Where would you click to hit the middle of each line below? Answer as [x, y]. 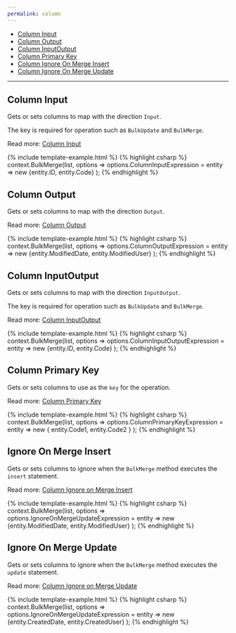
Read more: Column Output [47, 225]
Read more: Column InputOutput [54, 320]
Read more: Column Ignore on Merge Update [72, 586]
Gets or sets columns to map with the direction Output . [86, 211]
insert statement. [33, 476]
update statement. [33, 572]
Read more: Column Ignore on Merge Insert [70, 490]
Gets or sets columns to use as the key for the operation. [89, 387]
